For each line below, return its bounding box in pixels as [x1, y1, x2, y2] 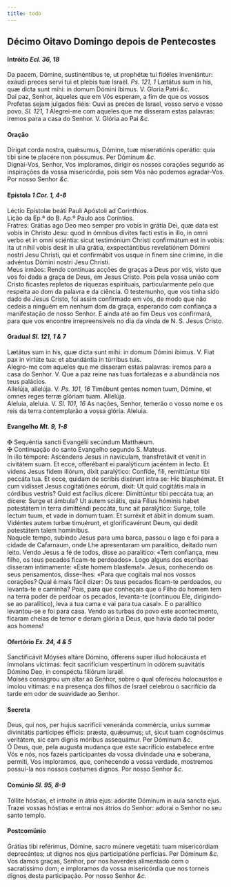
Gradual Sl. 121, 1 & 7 [7, 333, 67, 341]
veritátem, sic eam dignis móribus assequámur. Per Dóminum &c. [7, 735, 193, 744]
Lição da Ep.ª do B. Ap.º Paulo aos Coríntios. [7, 214, 134, 222]
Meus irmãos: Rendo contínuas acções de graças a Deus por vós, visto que [7, 265, 222, 273]
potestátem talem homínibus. [7, 527, 90, 535]
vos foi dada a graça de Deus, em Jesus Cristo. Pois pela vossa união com [7, 273, 219, 281]
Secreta [7, 705, 30, 713]
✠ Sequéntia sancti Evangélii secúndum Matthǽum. [7, 438, 155, 446]
